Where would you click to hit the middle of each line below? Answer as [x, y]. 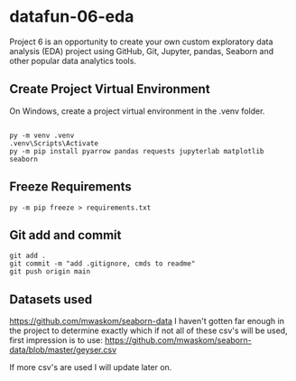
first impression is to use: [56, 340]
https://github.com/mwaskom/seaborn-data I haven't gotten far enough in [147, 321]
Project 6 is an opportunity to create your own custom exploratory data [141, 42]
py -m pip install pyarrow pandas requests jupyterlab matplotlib [137, 151]
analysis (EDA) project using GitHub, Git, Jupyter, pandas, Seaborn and [141, 51]
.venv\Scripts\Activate [54, 143]
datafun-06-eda [72, 17]
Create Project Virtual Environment [110, 89]
